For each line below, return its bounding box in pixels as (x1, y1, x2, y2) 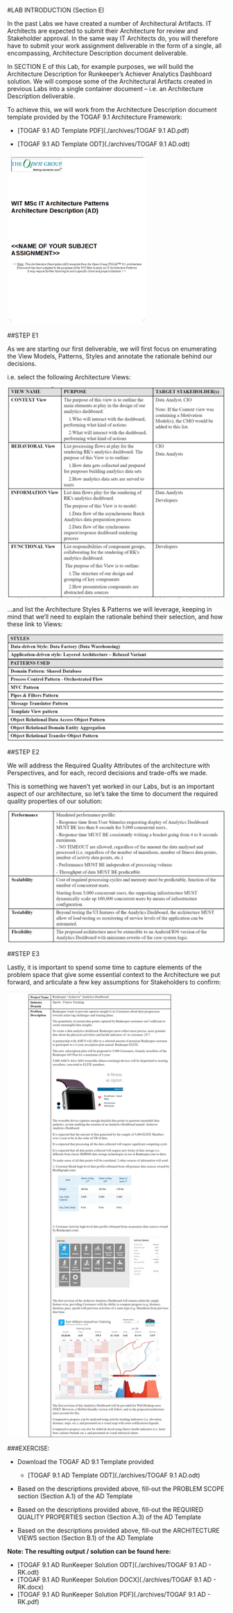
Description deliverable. (7, 92, 76, 100)
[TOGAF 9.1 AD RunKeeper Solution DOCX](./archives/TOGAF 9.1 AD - (17, 1575, 216, 1584)
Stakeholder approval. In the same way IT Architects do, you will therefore (7, 34, 218, 42)
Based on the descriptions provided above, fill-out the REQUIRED (17, 1505, 204, 1513)
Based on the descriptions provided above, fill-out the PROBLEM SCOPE (17, 1484, 225, 1493)
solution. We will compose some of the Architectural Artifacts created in (7, 77, 213, 86)
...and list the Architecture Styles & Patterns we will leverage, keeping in (7, 605, 212, 614)
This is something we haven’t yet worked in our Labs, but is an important (7, 782, 215, 790)
